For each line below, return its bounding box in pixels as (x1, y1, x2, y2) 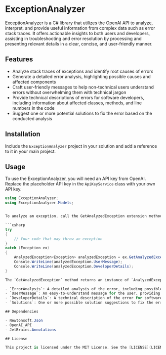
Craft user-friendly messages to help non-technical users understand (12, 84, 154, 90)
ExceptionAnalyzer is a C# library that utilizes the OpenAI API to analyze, (5, 20, 153, 26)
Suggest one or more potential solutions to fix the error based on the (12, 110, 152, 116)
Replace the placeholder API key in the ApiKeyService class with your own (5, 181, 156, 187)
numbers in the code (12, 105, 55, 111)
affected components (12, 79, 56, 85)
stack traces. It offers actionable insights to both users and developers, (5, 30, 150, 36)
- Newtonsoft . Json (5, 318, 43, 323)
